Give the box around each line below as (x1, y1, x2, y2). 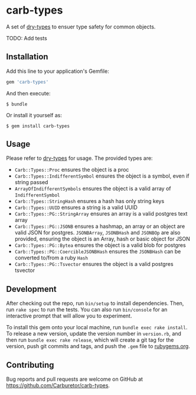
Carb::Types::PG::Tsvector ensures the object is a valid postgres (14, 261, 174, 268)
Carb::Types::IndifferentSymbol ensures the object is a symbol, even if (14, 172, 190, 179)
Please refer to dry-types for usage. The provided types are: (6, 155, 153, 162)
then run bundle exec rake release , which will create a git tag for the (6, 336, 174, 343)
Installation (6, 52, 48, 62)
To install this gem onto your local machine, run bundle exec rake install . (6, 324, 188, 331)
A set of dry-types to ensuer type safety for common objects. (6, 23, 156, 30)
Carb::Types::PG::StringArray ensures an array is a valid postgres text (14, 210, 188, 217)
